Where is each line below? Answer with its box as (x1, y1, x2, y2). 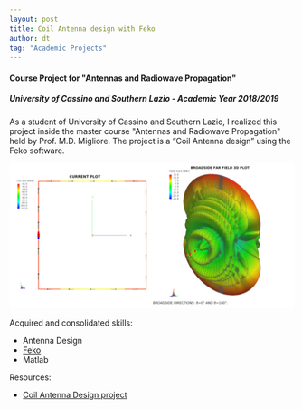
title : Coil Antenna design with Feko (9, 24, 156, 34)
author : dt (9, 34, 51, 43)
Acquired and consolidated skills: (9, 317, 133, 328)
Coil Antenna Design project (22, 389, 127, 400)
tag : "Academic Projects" (9, 44, 107, 53)
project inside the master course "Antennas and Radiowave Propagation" (9, 125, 281, 136)
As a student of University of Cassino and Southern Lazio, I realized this (9, 116, 278, 127)
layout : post (9, 15, 59, 24)
